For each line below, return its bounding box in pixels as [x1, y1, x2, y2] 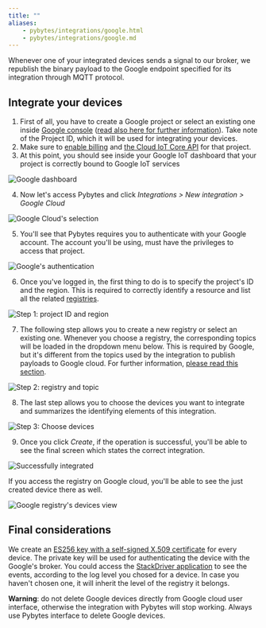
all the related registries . [19, 294, 99, 303]
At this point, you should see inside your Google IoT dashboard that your [19, 150, 256, 160]
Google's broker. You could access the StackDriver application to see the [8, 561, 248, 571]
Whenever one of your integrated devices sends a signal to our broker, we [8, 56, 251, 65]
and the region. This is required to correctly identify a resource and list [19, 286, 251, 295]
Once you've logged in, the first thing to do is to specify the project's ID [19, 277, 254, 287]
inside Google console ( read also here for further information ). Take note [19, 125, 258, 135]
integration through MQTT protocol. [8, 72, 125, 82]
